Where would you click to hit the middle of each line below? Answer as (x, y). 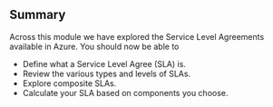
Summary (38, 15)
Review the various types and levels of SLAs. (107, 73)
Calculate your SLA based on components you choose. (125, 92)
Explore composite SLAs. (69, 83)
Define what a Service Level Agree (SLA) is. (104, 63)
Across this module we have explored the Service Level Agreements (137, 36)
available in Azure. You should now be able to (94, 46)
